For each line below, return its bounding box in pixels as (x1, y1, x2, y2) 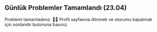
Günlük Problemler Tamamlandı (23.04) (4, 4, 127, 12)
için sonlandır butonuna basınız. (4, 21, 69, 27)
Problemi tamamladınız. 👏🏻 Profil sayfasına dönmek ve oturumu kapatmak (4, 16, 153, 22)
